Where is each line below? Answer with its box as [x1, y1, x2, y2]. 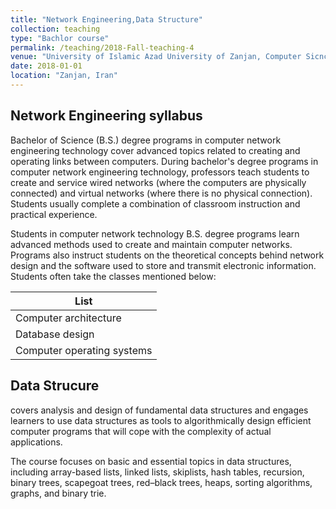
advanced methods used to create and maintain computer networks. [10, 238, 293, 250]
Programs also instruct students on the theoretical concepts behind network [10, 249, 325, 261]
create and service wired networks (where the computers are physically [10, 176, 307, 188]
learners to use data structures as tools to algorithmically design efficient [10, 414, 312, 426]
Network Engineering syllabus [10, 107, 203, 125]
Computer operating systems [15, 343, 153, 357]
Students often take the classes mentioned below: [10, 270, 217, 282]
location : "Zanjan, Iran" [10, 71, 118, 81]
